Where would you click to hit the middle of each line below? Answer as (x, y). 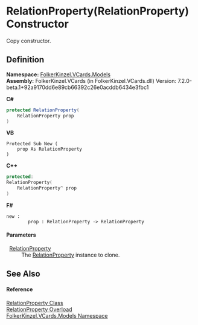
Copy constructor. (29, 41)
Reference (20, 289)
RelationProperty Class (35, 303)
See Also (23, 274)
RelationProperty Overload (39, 309)
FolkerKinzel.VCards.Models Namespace (57, 315)
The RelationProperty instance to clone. (71, 255)
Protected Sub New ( (32, 144)
